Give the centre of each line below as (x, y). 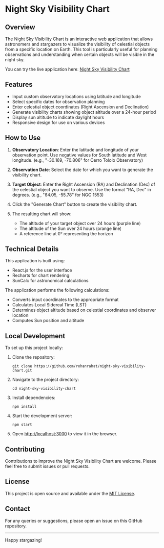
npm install (24, 407)
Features (19, 85)
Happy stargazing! (24, 540)
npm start (22, 425)
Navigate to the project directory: (45, 380)
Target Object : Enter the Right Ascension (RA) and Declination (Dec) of (83, 184)
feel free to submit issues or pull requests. (47, 466)
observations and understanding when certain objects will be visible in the (80, 54)
